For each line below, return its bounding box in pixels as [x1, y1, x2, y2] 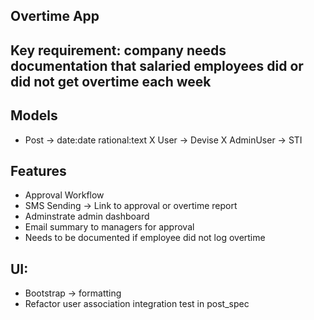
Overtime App [10, 8, 100, 25]
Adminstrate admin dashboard [24, 210, 150, 223]
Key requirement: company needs [10, 42, 227, 59]
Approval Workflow [24, 189, 105, 201]
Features [10, 162, 67, 179]
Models [10, 107, 58, 124]
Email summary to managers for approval [24, 221, 195, 233]
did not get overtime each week [10, 73, 212, 90]
